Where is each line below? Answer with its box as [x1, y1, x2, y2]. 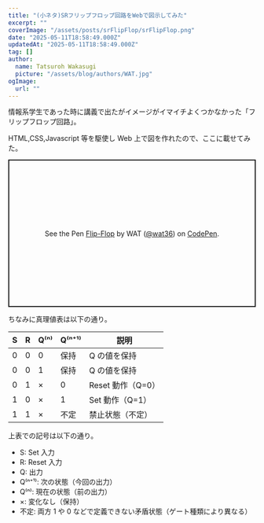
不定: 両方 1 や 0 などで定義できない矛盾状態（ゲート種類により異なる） [19, 506, 252, 516]
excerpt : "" [8, 19, 47, 27]
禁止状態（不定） [89, 410, 152, 421]
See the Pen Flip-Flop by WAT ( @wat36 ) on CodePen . [44, 229, 220, 238]
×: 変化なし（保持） [19, 497, 84, 506]
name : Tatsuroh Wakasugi [15, 63, 97, 71]
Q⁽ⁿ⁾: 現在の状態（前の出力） [19, 487, 112, 496]
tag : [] [8, 48, 34, 56]
